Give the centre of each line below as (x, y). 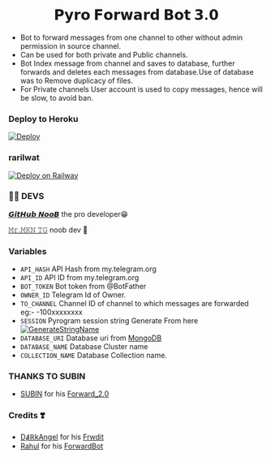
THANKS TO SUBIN (47, 377)
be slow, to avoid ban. (56, 97)
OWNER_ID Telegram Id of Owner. (73, 295)
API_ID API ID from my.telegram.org (80, 278)
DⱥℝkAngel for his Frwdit (62, 437)
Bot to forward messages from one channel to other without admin (131, 37)
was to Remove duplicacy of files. (77, 80)
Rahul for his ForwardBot (62, 446)
